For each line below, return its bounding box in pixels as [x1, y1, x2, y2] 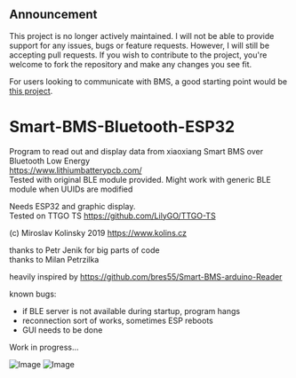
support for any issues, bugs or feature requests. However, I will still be [9, 40, 269, 51]
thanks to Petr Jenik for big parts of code [9, 244, 160, 256]
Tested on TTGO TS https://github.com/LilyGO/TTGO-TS [9, 210, 216, 221]
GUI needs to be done [21, 324, 103, 335]
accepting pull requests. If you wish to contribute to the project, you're [9, 49, 268, 60]
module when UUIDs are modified [9, 184, 133, 194]
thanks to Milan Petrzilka [9, 254, 100, 264]
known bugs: [9, 288, 57, 299]
